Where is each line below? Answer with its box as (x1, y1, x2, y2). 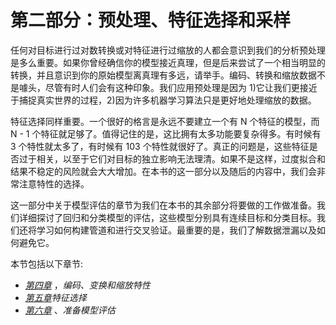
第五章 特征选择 (24, 291, 87, 303)
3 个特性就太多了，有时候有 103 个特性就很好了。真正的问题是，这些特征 (10, 140, 310, 152)
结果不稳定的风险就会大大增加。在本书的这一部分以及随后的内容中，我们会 (10, 165, 317, 177)
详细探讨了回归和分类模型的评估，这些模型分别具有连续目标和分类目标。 (18, 211, 317, 223)
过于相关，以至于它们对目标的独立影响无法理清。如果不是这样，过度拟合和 (18, 152, 326, 165)
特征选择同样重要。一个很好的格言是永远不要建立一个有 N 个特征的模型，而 (10, 115, 320, 127)
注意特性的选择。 (18, 177, 90, 190)
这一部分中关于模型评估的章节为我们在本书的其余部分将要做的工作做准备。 (10, 199, 317, 211)
